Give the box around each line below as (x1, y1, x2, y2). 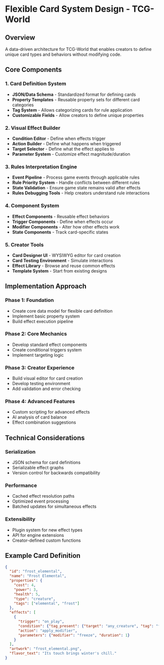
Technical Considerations (5, 434, 85, 442)
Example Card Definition (5, 551, 81, 560)
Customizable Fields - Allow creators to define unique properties (12, 112, 144, 118)
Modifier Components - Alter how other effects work (12, 224, 120, 229)
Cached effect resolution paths (12, 493, 75, 499)
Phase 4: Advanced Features (5, 398, 75, 405)
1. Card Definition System (5, 80, 66, 87)
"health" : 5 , (14, 592, 41, 596)
